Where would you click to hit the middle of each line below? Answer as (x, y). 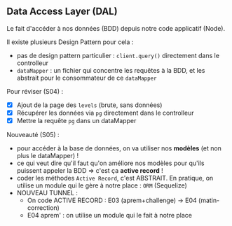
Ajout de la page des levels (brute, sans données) (89, 105)
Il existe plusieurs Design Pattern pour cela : (70, 42)
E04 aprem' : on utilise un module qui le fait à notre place (110, 215)
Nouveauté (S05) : (33, 135)
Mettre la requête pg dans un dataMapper (76, 120)
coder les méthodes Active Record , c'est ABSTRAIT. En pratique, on (115, 178)
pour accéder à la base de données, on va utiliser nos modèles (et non (119, 148)
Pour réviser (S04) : (35, 91)
